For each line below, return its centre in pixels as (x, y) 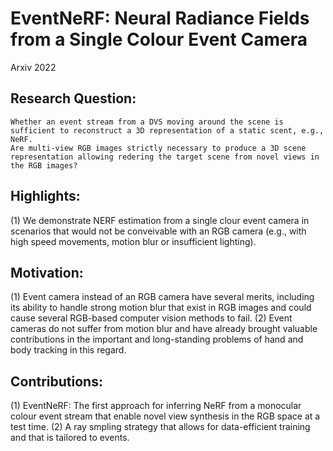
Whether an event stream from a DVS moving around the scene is (147, 122)
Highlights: (45, 196)
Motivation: (47, 272)
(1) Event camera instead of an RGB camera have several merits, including (162, 297)
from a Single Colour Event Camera (159, 39)
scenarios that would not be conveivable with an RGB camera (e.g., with (158, 231)
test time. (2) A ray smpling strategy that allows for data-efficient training (160, 427)
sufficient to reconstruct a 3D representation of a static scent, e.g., (167, 130)
